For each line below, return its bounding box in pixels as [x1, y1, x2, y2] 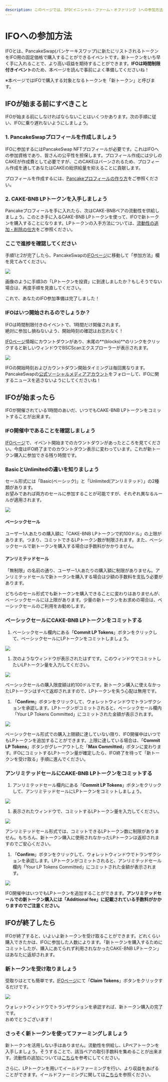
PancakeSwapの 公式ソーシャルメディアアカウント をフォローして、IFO [5, 371, 150, 377]
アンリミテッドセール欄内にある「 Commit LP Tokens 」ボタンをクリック [12, 782, 161, 788]
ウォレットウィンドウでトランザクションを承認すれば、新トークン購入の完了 [5, 1004, 163, 1010]
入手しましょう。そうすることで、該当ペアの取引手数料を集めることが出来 [5, 1049, 158, 1055]
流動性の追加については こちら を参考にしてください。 [13, 1055, 123, 1061]
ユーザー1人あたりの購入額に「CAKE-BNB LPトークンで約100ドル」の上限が [5, 531, 162, 537]
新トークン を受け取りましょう [5, 965, 77, 972]
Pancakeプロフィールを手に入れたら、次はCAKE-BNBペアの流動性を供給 [5, 207, 155, 213]
